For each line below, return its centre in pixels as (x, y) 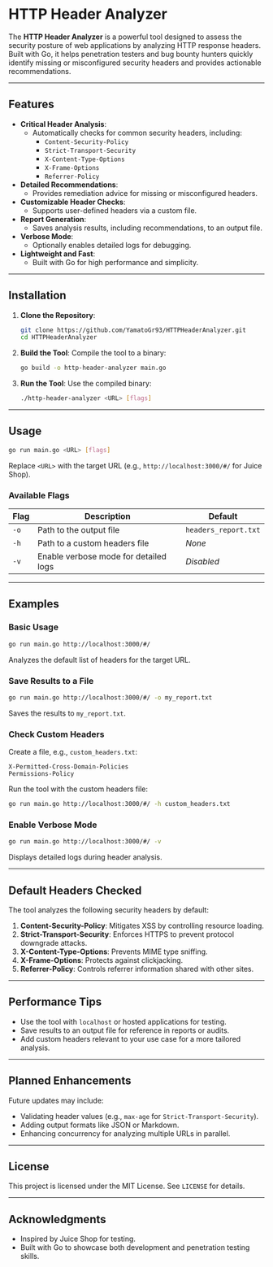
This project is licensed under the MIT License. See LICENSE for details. (127, 1186)
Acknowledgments (58, 1219)
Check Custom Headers (56, 734)
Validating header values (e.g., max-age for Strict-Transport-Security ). (139, 1116)
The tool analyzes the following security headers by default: (109, 910)
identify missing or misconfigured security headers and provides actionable (135, 63)
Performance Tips (55, 1002)
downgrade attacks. (54, 943)
